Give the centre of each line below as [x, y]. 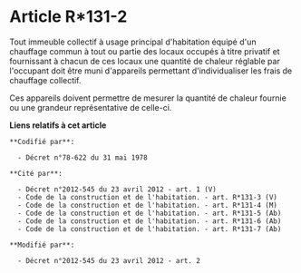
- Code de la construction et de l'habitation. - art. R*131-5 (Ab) [150, 213]
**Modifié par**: [42, 245]
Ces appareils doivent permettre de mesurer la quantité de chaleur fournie [148, 98]
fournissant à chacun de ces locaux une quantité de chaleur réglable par [145, 61]
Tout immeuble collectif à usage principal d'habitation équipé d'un [133, 42]
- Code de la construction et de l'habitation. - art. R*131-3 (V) [148, 197]
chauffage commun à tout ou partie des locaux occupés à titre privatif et [145, 51]
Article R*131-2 [68, 17]
